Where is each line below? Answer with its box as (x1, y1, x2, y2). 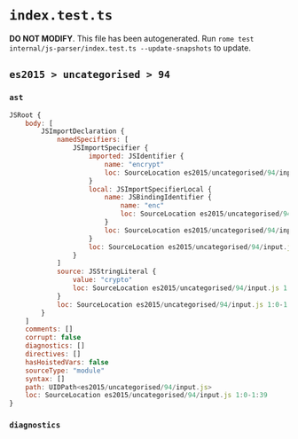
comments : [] (25, 325, 74, 334)
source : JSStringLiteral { (56, 267, 157, 277)
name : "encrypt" (104, 160, 165, 169)
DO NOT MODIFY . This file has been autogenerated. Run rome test (9, 33, 255, 43)
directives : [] (25, 349, 82, 358)
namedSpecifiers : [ (56, 136, 129, 145)
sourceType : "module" (25, 366, 105, 375)
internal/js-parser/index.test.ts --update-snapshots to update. (9, 43, 251, 53)
